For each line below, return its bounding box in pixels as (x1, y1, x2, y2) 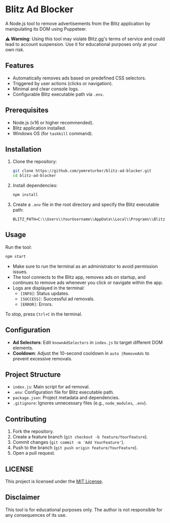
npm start (5, 254, 26, 259)
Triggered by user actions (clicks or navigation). (12, 80, 113, 86)
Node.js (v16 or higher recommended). (12, 119, 94, 125)
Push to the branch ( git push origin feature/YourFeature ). (12, 444, 138, 451)
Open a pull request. (12, 450, 56, 456)
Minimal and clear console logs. (12, 86, 80, 92)
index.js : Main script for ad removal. (12, 384, 90, 390)
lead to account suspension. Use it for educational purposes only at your (5, 41, 157, 47)
